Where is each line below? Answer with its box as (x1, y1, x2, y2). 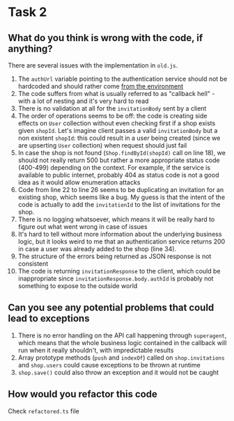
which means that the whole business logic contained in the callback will (17, 338, 227, 347)
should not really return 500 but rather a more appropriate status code (17, 156, 220, 164)
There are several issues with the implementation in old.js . (8, 61, 178, 70)
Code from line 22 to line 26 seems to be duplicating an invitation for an (17, 186, 224, 193)
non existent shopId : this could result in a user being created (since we (17, 134, 221, 142)
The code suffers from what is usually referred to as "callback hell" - (17, 90, 215, 97)
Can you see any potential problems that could (8, 302, 214, 314)
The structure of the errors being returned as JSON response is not (17, 252, 212, 260)
